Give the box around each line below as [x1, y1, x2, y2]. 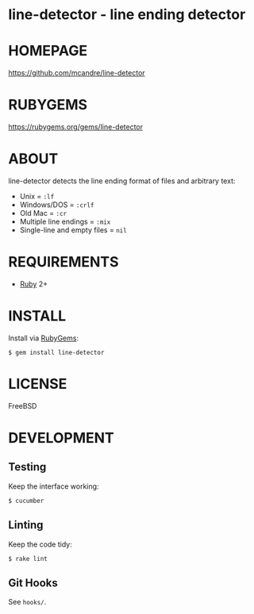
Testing [8, 460, 47, 474]
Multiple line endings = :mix [19, 217, 111, 226]
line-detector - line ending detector [8, 6, 246, 24]
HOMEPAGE [8, 42, 88, 60]
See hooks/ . [8, 597, 47, 607]
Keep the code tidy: [8, 539, 73, 549]
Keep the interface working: [8, 482, 99, 491]
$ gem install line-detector [8, 348, 105, 356]
